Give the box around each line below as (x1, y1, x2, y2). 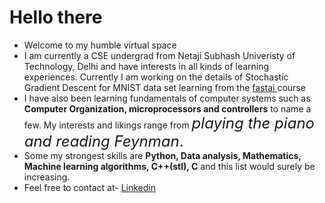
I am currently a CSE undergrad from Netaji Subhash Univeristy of (23, 49, 296, 61)
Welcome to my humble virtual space (23, 39, 177, 51)
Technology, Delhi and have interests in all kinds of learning (23, 60, 270, 72)
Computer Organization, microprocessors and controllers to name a (23, 102, 312, 115)
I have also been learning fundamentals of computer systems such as (23, 92, 311, 104)
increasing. (23, 171, 71, 183)
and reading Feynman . (23, 131, 184, 151)
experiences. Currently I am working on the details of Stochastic (23, 71, 289, 83)
